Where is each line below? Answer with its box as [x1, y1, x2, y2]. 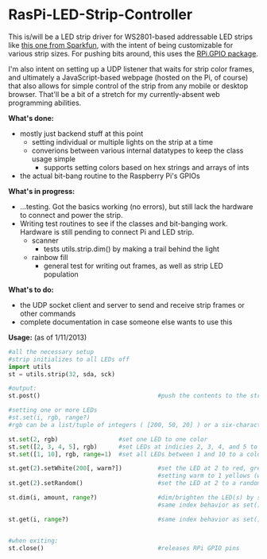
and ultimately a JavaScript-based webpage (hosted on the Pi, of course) [8, 72, 249, 82]
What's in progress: [8, 186, 75, 196]
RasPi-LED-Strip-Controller [8, 6, 193, 24]
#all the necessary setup [8, 347, 94, 355]
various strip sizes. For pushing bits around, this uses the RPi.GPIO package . [8, 49, 258, 58]
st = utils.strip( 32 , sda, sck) [8, 370, 115, 378]
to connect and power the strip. [19, 210, 123, 219]
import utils [8, 363, 52, 371]
